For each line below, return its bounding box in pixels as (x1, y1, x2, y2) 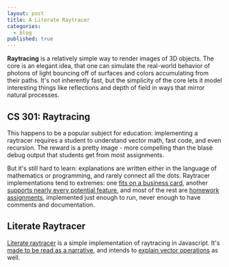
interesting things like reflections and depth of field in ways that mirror (7, 84, 205, 92)
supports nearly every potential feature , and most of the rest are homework (7, 186, 219, 194)
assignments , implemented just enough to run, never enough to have (7, 193, 201, 201)
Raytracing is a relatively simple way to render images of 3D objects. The (7, 54, 214, 62)
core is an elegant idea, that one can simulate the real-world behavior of (7, 62, 211, 70)
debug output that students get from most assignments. (7, 150, 165, 159)
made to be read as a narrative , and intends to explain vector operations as (7, 246, 219, 254)
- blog (13, 29, 32, 36)
